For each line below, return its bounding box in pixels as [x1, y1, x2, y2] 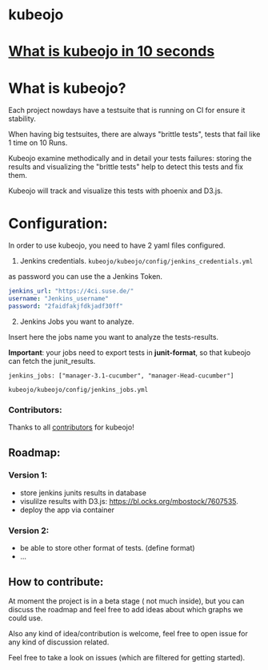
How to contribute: [8, 575, 104, 588]
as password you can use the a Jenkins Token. [8, 272, 162, 281]
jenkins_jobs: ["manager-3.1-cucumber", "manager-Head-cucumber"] [8, 371, 234, 380]
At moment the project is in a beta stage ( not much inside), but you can [8, 595, 245, 606]
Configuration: [8, 214, 108, 232]
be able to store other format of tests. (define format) [19, 543, 195, 553]
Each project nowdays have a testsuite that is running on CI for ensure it [8, 106, 246, 115]
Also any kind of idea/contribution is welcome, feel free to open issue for [8, 628, 248, 638]
